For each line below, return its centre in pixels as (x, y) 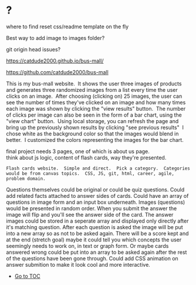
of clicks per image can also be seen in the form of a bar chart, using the (94, 115)
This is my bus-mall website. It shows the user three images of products (94, 84)
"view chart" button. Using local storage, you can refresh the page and (92, 121)
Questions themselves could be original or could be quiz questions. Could (95, 190)
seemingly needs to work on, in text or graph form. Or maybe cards (87, 246)
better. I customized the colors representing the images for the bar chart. (95, 140)
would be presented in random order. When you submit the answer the (92, 208)
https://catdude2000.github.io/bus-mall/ (55, 61)
